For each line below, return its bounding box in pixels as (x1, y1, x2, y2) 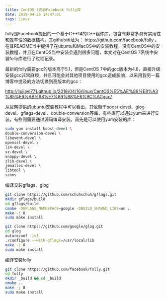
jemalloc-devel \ (5, 163, 41, 168)
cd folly (5, 271, 23, 276)
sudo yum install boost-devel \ (5, 126, 72, 132)
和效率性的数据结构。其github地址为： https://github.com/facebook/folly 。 (5, 37, 160, 43)
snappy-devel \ (5, 154, 37, 159)
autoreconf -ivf (5, 233, 39, 238)
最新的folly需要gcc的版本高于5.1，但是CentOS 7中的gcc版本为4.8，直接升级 (5, 66, 161, 72)
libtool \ (5, 168, 26, 173)
